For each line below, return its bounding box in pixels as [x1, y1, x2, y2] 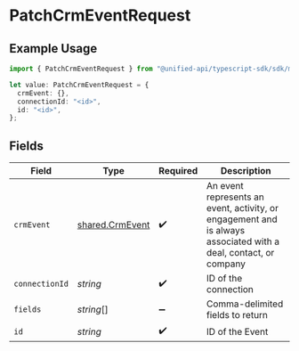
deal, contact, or [206, 247, 275, 259]
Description [221, 165, 271, 177]
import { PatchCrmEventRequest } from [9, 64, 153, 73]
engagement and [206, 213, 278, 225]
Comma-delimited [206, 298, 284, 310]
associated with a [206, 235, 280, 248]
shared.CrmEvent [77, 219, 150, 232]
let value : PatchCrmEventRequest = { [9, 80, 149, 89]
